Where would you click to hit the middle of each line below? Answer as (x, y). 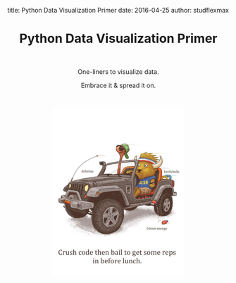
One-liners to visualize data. (118, 71)
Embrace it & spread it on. (118, 85)
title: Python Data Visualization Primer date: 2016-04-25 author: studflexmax (118, 10)
